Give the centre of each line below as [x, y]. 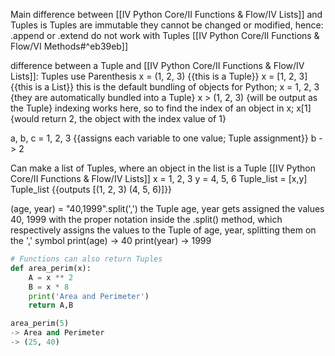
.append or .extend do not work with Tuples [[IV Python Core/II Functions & [165, 35]
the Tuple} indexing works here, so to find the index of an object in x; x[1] [161, 108]
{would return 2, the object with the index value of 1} [118, 118]
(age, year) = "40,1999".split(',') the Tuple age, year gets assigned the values [167, 208]
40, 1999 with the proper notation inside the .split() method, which [146, 219]
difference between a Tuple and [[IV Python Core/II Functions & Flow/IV [157, 65]
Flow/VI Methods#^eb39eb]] [69, 46]
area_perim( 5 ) [40, 324]
